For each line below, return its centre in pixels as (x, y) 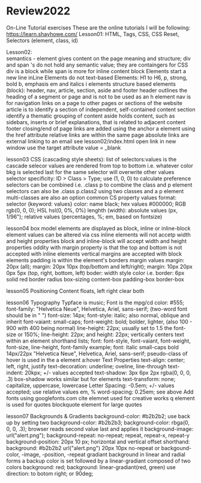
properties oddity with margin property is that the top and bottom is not (94, 247)
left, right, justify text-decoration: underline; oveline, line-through (86, 366)
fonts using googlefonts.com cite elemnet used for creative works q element (100, 398)
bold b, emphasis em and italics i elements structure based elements (91, 84)
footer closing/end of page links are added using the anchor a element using (101, 128)
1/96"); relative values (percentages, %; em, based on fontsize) (84, 217)
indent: (15, 373)
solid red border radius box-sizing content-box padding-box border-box (95, 279)
